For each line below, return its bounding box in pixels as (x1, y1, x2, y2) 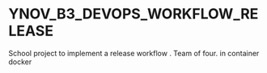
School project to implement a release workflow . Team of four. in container (8, 48, 260, 58)
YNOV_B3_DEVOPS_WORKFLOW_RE (8, 5, 259, 23)
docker (8, 57, 32, 67)
